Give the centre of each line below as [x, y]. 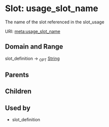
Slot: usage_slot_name [52, 9]
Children [18, 91]
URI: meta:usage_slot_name [33, 31]
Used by [18, 108]
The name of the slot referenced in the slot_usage [55, 22]
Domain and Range [34, 47]
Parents [17, 75]
